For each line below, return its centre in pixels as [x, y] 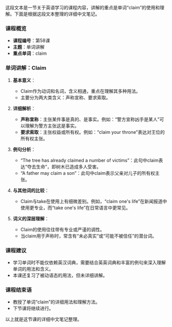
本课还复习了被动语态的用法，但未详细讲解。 [60, 275]
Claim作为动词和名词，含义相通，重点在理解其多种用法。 [80, 91]
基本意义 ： [24, 80]
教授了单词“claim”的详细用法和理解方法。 [56, 302]
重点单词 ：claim [30, 53]
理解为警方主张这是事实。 [52, 126]
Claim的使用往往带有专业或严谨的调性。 [62, 229]
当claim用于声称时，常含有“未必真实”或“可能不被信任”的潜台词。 [89, 236]
